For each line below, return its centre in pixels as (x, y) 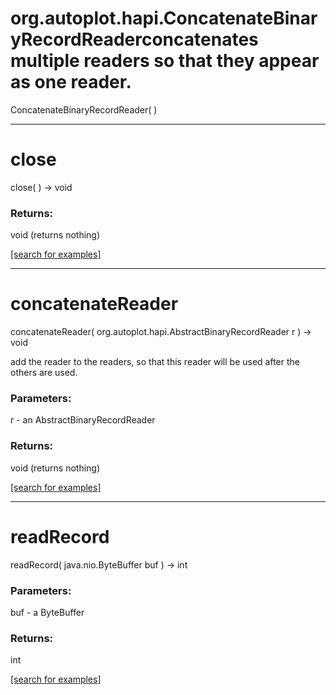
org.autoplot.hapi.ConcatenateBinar (164, 18)
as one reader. (71, 82)
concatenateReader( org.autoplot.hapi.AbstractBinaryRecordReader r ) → (161, 332)
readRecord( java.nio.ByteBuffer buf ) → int (99, 564)
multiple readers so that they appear (165, 61)
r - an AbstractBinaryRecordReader (83, 420)
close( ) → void (41, 187)
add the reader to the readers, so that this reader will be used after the (155, 362)
